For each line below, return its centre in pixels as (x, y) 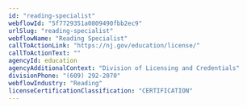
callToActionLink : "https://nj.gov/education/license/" (104, 46)
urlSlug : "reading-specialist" (61, 31)
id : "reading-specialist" (52, 16)
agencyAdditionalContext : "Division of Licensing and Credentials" (124, 68)
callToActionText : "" (45, 53)
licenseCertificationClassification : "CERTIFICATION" (101, 91)
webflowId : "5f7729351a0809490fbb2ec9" (75, 23)
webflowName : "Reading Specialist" (68, 38)
